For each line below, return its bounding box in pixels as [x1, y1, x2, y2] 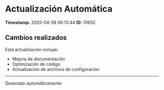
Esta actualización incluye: [5, 46, 59, 52]
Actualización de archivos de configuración [12, 66, 100, 72]
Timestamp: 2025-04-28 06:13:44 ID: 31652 [5, 19, 96, 25]
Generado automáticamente [5, 80, 62, 86]
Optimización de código [12, 61, 61, 67]
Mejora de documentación [12, 56, 65, 62]
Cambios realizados [5, 34, 67, 42]
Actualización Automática [5, 3, 113, 15]
